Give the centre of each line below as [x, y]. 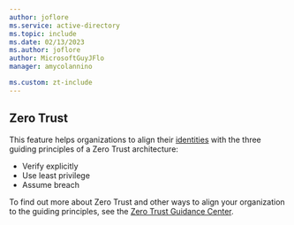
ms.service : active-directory [65, 26]
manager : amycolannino [51, 67]
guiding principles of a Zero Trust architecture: [94, 149]
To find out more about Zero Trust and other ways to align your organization [147, 202]
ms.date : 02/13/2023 [47, 42]
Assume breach [50, 184]
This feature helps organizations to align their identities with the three [136, 139]
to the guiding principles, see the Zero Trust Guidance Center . [121, 211]
